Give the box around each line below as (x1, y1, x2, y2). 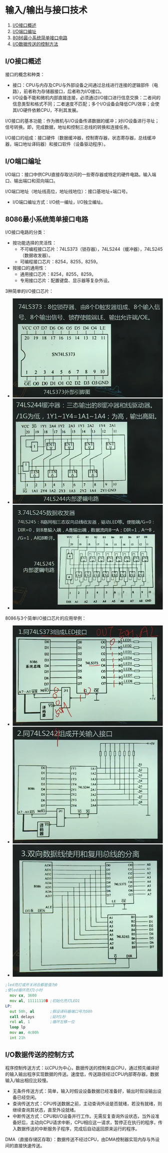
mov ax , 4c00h (9, 1030, 39, 1035)
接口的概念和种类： (5, 71, 45, 77)
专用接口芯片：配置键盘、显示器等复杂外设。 (19, 277, 112, 283)
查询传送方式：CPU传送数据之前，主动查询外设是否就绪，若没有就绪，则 (12, 1100, 162, 1106)
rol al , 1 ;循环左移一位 (9, 1020, 75, 1025)
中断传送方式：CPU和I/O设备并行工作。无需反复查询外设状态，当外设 (12, 1113, 155, 1119)
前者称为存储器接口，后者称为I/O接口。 (23, 88, 104, 94)
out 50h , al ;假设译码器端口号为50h (9, 1009, 92, 1014)
